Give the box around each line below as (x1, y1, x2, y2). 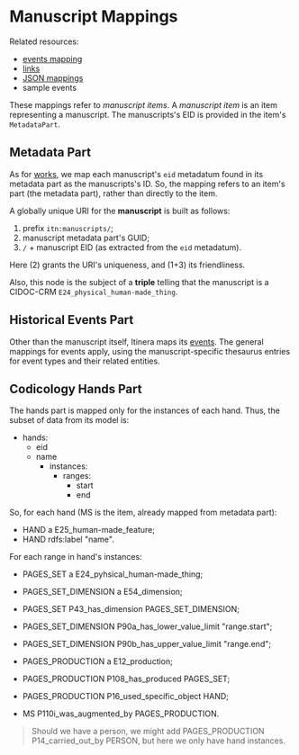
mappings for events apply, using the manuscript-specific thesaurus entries (9, 346, 291, 356)
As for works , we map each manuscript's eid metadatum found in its (9, 168, 264, 179)
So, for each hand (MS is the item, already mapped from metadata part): (9, 507, 277, 518)
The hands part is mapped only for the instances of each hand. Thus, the (9, 405, 281, 416)
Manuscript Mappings (9, 6, 178, 27)
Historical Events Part (9, 312, 134, 328)
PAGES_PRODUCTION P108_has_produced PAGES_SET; (22, 673, 231, 685)
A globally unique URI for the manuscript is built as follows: (9, 205, 231, 216)
